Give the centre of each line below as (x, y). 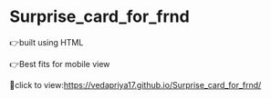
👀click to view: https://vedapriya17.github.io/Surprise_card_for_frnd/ (135, 84)
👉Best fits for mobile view (60, 64)
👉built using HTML (47, 42)
